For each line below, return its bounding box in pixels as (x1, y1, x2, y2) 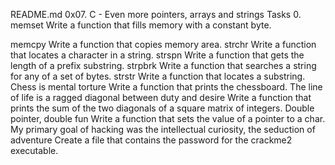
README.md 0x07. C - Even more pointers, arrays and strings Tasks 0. (10, 9, 302, 20)
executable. (10, 145, 59, 156)
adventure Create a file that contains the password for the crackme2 (10, 134, 293, 146)
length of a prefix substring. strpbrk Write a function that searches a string (10, 60, 317, 71)
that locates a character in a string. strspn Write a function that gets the (10, 49, 305, 61)
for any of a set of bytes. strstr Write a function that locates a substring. (10, 70, 306, 82)
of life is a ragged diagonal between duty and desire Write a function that (10, 92, 312, 103)
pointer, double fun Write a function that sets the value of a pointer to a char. (10, 113, 326, 124)
